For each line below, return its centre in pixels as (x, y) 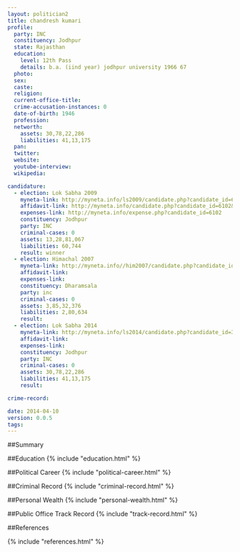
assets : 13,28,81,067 (52, 239)
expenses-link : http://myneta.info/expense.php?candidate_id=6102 (121, 213)
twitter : (27, 154)
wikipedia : (30, 173)
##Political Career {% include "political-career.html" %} (89, 473)
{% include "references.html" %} (56, 542)
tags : (15, 425)
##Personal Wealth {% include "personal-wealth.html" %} (93, 500)
